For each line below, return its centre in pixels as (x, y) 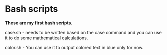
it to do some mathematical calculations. (47, 38)
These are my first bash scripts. (39, 23)
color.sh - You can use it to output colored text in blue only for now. (74, 47)
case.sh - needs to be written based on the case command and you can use (84, 32)
